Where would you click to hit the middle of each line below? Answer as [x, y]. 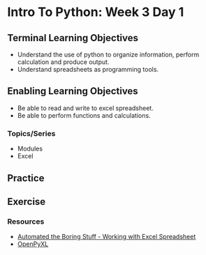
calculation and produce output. [63, 62]
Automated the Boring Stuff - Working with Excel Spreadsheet [106, 237]
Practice [26, 178]
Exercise [27, 202]
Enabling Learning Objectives [73, 91]
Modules [30, 149]
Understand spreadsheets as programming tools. [88, 69]
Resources [26, 222]
